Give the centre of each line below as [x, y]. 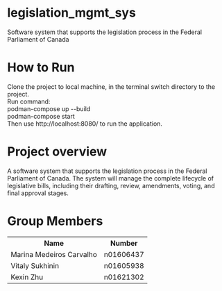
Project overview [57, 152]
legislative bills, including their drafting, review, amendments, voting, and [111, 185]
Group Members [55, 221]
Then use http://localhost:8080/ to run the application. [85, 124]
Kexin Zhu [27, 277]
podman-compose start [41, 116]
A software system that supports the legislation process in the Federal [107, 171]
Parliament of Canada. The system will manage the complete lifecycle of [111, 178]
